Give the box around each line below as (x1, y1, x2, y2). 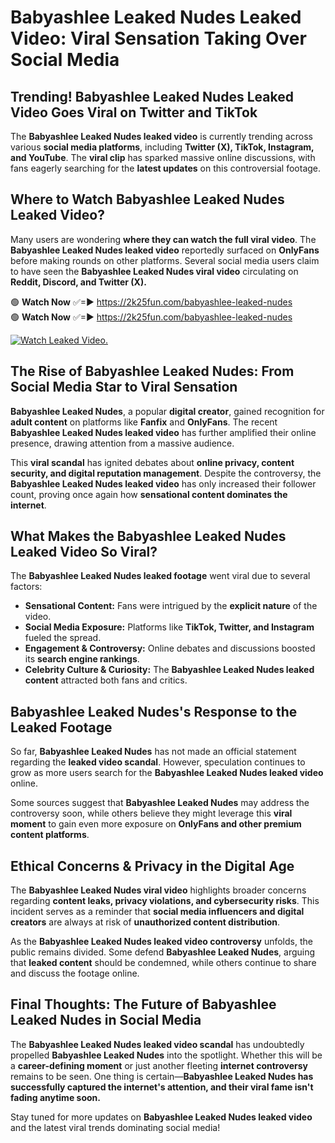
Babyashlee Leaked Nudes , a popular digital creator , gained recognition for (10, 405, 325, 417)
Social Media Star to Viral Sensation (10, 379, 238, 396)
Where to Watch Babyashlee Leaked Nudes (10, 191, 285, 208)
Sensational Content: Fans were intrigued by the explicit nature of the (24, 600, 318, 612)
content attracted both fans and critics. (24, 674, 188, 686)
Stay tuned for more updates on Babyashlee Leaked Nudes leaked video (10, 1111, 313, 1123)
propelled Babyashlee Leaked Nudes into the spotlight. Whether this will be (10, 1049, 323, 1061)
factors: (10, 581, 43, 593)
